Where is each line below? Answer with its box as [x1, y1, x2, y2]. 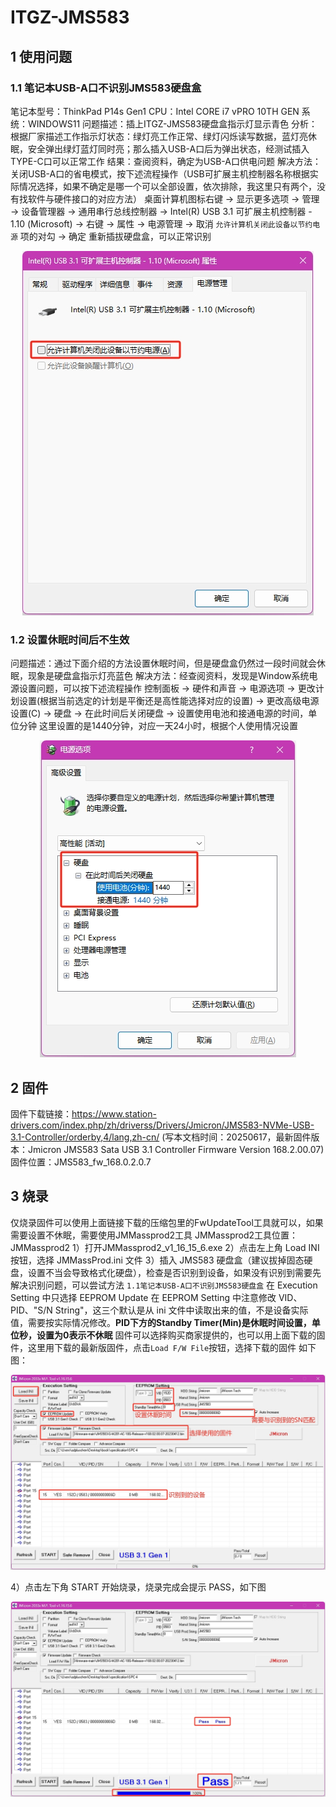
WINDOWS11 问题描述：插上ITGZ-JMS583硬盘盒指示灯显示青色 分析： [27, 117, 318, 130]
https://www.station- [71, 1107, 157, 1120]
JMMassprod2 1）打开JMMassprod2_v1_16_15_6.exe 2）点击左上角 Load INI [10, 1241, 320, 1253]
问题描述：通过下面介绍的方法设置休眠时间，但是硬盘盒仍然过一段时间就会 [10, 657, 317, 670]
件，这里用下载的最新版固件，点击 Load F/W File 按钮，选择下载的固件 [10, 1341, 297, 1353]
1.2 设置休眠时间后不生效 [10, 632, 130, 646]
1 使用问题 [10, 48, 73, 65]
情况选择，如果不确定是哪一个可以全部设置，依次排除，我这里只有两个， [18, 180, 317, 192]
